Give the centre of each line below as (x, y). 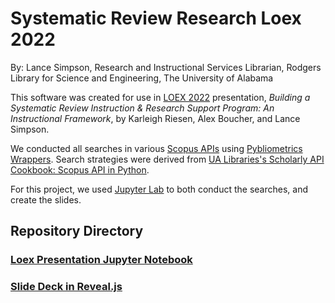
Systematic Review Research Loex (156, 18)
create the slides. (46, 199)
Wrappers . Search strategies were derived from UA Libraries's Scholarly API (167, 159)
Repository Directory (77, 231)
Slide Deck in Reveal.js (66, 287)
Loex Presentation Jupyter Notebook (101, 260)
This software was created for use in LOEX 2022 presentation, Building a (160, 97)
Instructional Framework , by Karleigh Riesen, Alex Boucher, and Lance (155, 118)
